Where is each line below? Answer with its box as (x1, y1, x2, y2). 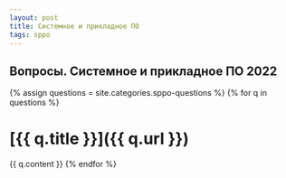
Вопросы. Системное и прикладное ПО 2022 (9, 63, 278, 79)
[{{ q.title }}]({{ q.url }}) (9, 128, 190, 149)
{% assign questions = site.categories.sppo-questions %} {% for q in (9, 88, 268, 98)
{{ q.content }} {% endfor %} (9, 159, 118, 170)
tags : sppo (9, 30, 51, 39)
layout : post (9, 13, 59, 23)
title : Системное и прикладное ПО (9, 22, 140, 31)
